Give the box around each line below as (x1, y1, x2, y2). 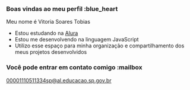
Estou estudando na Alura (14, 30, 78, 37)
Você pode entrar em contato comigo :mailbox (6, 63, 142, 72)
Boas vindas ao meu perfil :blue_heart (6, 5, 118, 13)
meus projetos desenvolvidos (14, 49, 87, 56)
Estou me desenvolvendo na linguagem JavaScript (14, 36, 139, 43)
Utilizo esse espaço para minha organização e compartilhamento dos (14, 42, 185, 49)
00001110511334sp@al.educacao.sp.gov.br (6, 76, 112, 84)
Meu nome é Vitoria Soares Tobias (6, 18, 91, 25)
